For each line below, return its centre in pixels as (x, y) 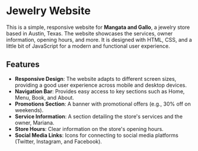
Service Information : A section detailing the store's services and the (98, 116)
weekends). (29, 110)
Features (23, 65)
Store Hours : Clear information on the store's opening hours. (89, 129)
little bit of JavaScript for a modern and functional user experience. (88, 46)
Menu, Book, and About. (44, 97)
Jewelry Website (48, 11)
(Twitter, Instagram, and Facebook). (58, 141)
